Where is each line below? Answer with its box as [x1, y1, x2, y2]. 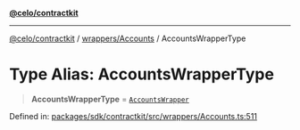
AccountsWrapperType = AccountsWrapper [30, 93, 189, 104]
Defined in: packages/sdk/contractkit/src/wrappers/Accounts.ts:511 [9, 110, 257, 121]
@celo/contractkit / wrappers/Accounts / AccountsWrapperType [9, 33, 246, 44]
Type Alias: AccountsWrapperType [9, 64, 275, 85]
